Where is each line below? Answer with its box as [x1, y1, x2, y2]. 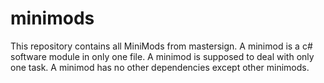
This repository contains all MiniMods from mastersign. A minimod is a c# [10, 40, 313, 52]
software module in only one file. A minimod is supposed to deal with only [10, 50, 315, 62]
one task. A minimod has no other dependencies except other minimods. [10, 61, 310, 73]
